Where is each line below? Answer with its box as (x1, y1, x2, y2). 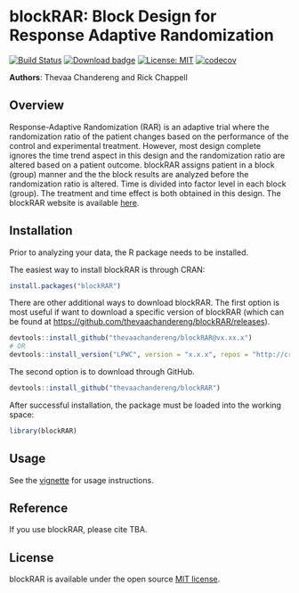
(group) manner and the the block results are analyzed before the (9, 169, 249, 179)
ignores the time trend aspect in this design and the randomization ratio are (9, 150, 286, 161)
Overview (9, 98, 65, 113)
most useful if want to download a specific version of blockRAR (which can (9, 307, 285, 317)
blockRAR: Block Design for (9, 6, 217, 27)
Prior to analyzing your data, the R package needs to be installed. (9, 247, 249, 258)
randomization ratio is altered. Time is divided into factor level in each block (9, 178, 287, 189)
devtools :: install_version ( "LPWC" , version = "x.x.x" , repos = (9, 350, 249, 359)
